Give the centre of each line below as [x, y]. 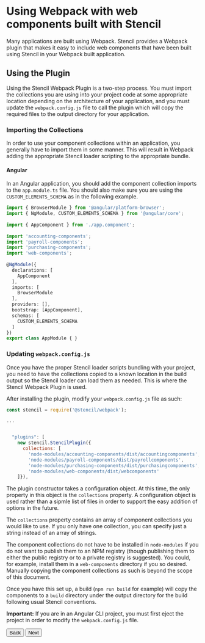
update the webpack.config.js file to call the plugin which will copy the [95, 107]
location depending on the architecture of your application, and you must [98, 101]
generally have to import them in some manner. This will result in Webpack [100, 150]
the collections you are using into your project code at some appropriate [97, 94]
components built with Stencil [84, 24]
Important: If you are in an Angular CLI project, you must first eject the [95, 614]
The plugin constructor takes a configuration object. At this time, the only [98, 489]
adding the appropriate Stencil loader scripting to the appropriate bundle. [98, 156]
